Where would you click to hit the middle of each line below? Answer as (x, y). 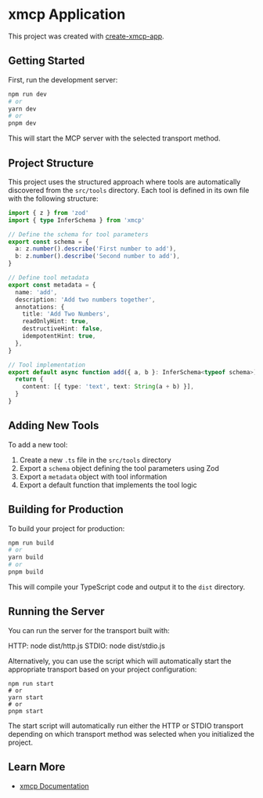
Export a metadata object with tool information (93, 476)
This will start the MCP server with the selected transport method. (114, 138)
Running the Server (56, 612)
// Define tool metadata (49, 278)
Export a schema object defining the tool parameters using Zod (119, 468)
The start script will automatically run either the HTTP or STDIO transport (126, 725)
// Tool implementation (47, 365)
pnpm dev (22, 123)
